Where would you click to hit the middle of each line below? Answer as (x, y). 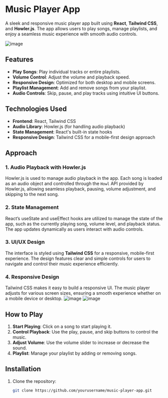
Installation (23, 369)
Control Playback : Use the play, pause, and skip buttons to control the (85, 331)
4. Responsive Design (32, 277)
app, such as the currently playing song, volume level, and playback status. (83, 224)
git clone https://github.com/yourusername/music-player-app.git (82, 390)
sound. (20, 348)
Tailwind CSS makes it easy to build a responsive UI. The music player (78, 288)
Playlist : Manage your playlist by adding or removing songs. (74, 353)
